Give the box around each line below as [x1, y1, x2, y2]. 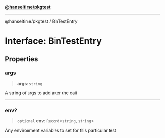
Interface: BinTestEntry [5, 35, 102, 46]
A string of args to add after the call [5, 90, 77, 96]
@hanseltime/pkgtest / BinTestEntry [5, 18, 78, 24]
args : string [17, 80, 43, 86]
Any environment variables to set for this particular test [5, 127, 116, 134]
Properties [5, 55, 38, 63]
